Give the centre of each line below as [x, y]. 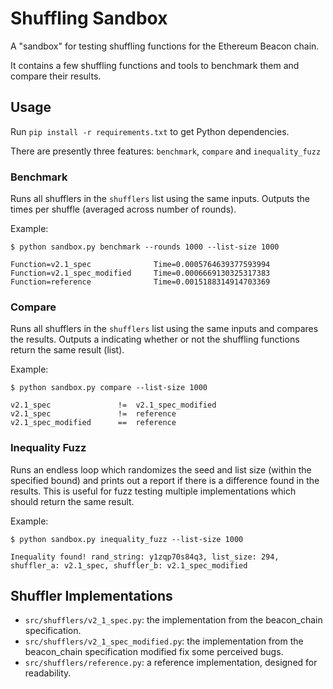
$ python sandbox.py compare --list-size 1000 [109, 388]
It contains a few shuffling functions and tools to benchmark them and [155, 65]
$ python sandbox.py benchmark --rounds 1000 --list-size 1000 [145, 247]
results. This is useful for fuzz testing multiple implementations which [153, 491]
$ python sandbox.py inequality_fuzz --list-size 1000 [127, 539]
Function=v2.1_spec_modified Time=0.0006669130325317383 [140, 273]
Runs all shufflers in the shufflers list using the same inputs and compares [164, 329]
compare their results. [56, 76]
